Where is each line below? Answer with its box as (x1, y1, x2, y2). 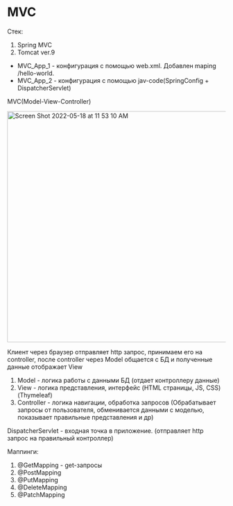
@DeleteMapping (17, 483, 67, 491)
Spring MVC (17, 40, 53, 49)
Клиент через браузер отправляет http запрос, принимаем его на (7, 347, 203, 356)
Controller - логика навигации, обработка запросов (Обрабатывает (17, 398, 216, 406)
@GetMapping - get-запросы (17, 461, 103, 469)
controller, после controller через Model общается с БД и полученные (7, 355, 213, 363)
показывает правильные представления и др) (17, 413, 154, 421)
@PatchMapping (17, 490, 65, 498)
